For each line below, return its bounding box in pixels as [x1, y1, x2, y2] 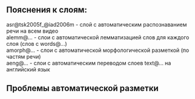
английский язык [6, 66, 50, 73]
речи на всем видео [6, 27, 59, 34]
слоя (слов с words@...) [6, 40, 68, 47]
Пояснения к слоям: [6, 5, 88, 15]
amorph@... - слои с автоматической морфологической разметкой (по [6, 46, 190, 54]
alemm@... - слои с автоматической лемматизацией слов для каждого [6, 33, 190, 41]
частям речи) [6, 53, 41, 60]
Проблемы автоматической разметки [6, 83, 159, 94]
